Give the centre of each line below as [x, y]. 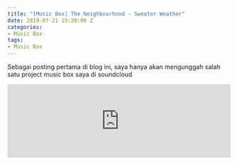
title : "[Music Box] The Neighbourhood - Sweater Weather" [96, 14]
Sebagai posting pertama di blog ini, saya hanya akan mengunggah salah [114, 67]
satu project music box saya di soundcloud [70, 74]
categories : [25, 27]
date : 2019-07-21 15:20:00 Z [50, 20]
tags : [15, 40]
